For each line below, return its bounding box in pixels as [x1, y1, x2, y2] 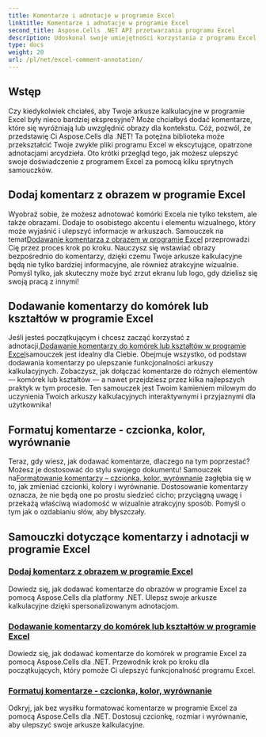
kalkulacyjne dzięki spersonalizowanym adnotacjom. [8, 601, 180, 610]
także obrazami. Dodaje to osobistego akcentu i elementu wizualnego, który [8, 217, 256, 227]
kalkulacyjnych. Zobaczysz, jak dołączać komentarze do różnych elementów [8, 366, 258, 376]
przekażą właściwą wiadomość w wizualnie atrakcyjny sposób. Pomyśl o [8, 498, 246, 508]
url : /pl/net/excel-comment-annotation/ [8, 56, 144, 64]
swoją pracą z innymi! [8, 277, 79, 286]
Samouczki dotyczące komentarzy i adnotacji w [8, 530, 249, 544]
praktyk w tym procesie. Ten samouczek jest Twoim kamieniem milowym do [8, 384, 256, 393]
